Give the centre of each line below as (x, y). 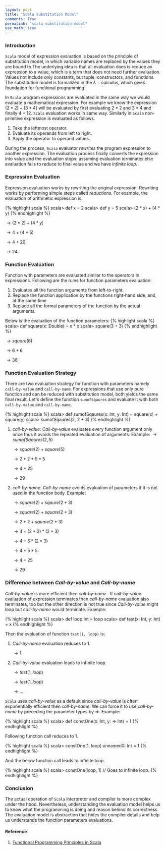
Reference (16, 831)
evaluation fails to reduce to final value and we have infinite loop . (71, 164)
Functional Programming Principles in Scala (57, 843)
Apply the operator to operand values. (51, 139)
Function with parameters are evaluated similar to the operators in (72, 275)
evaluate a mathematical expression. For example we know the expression (81, 103)
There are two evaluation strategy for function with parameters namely (77, 384)
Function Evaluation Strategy (41, 373)
